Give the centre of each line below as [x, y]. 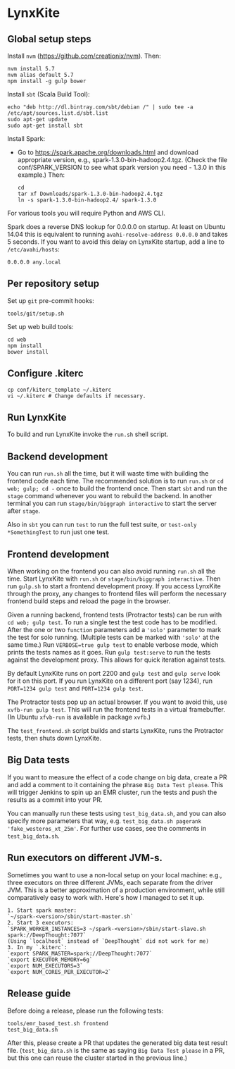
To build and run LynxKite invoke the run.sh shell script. [88, 434]
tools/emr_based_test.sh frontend [58, 1023]
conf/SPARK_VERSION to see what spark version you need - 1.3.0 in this [122, 167]
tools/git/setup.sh [36, 314]
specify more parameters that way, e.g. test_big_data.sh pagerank [104, 821]
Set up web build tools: [40, 326]
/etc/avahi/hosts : [33, 249]
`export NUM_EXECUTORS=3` [45, 966]
